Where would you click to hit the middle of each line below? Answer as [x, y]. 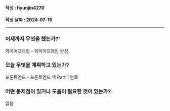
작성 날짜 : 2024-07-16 [29, 20]
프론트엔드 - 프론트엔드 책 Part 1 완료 [42, 77]
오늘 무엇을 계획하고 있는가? [37, 65]
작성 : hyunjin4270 [25, 8]
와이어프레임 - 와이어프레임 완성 [37, 51]
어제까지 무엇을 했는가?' [33, 39]
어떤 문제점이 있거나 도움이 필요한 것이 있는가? [58, 91]
